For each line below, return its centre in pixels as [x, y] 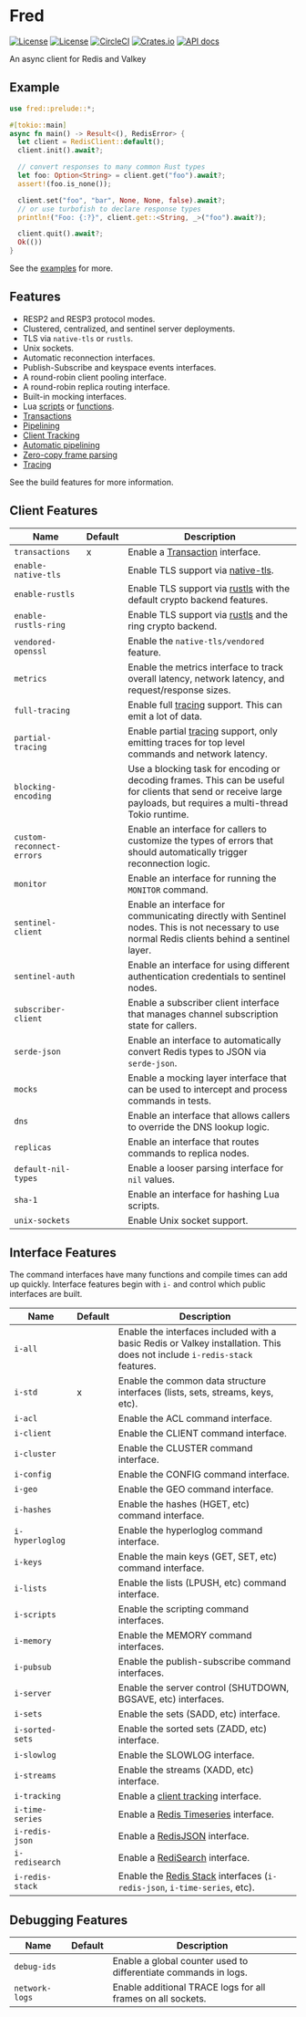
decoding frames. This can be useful [206, 779]
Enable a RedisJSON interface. [184, 1836]
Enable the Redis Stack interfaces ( [193, 1876]
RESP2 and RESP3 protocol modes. [89, 319]
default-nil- [42, 1169]
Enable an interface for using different [208, 965]
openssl [31, 651]
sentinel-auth [45, 976]
